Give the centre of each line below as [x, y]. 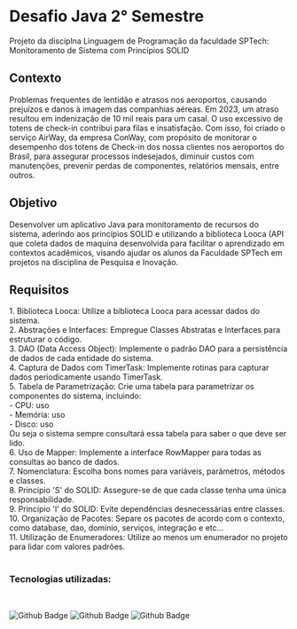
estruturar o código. [46, 340]
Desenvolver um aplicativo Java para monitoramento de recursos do [134, 224]
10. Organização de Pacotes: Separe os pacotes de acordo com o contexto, [147, 519]
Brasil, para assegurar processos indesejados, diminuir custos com [132, 156]
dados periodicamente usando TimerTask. [86, 377]
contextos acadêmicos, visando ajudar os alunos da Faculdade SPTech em [146, 252]
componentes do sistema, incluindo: [75, 396]
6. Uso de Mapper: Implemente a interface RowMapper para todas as [135, 452]
